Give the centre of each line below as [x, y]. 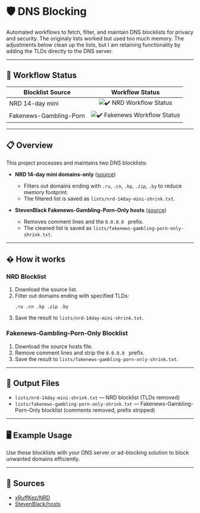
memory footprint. [46, 192]
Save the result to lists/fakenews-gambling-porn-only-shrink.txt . [96, 359]
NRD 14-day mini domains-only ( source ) [65, 174]
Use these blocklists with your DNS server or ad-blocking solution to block [98, 453]
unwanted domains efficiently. [43, 459]
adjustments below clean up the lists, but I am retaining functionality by [93, 45]
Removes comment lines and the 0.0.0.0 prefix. [84, 222]
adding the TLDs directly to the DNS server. [60, 51]
